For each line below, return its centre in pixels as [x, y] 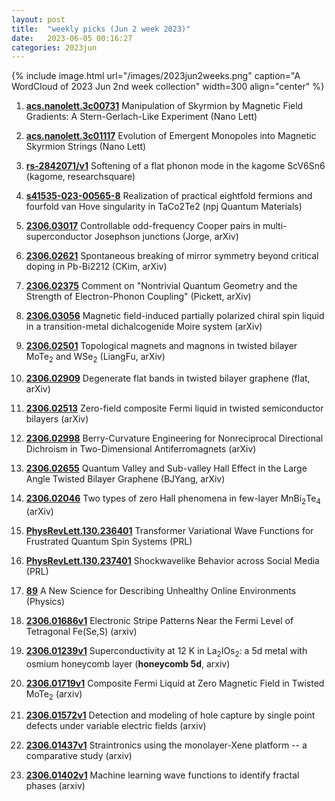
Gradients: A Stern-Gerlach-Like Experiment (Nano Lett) [141, 117]
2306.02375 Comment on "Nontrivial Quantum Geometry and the [161, 286]
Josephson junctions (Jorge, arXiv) [166, 237]
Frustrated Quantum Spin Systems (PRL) [109, 541]
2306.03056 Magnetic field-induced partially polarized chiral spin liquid [175, 316]
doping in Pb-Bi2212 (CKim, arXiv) [96, 267]
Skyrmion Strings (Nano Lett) [86, 147]
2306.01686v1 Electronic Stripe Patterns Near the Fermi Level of [159, 620]
